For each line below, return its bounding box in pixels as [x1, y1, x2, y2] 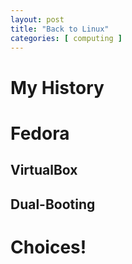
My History [10, 76, 105, 99]
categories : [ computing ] [10, 33, 123, 43]
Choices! [10, 236, 87, 258]
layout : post [10, 14, 65, 25]
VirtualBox [10, 162, 78, 179]
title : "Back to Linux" [10, 24, 110, 34]
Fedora [10, 122, 70, 145]
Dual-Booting [10, 196, 96, 213]
